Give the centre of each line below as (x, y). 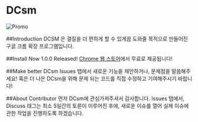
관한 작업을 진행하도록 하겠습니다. (45, 113)
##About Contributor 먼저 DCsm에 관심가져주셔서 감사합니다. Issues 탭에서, (95, 98)
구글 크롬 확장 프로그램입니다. (40, 46)
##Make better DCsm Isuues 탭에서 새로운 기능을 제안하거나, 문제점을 (88, 71)
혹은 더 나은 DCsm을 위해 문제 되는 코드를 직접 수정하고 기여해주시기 (98, 78)
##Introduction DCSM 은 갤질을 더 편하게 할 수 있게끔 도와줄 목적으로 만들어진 (97, 38)
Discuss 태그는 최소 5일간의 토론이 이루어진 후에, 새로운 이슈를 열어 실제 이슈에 (98, 105)
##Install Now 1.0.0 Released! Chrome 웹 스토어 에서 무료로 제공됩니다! (89, 58)
